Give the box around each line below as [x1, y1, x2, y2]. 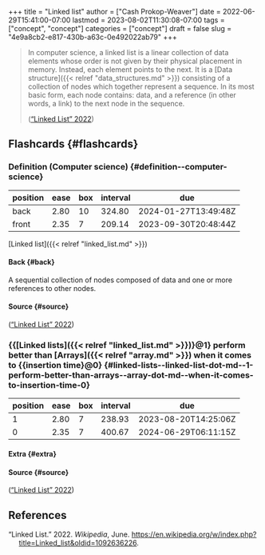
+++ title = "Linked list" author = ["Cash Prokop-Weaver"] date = [8, 7, 221, 16]
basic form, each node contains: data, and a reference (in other [27, 90, 237, 99]
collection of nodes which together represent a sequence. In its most [27, 82, 255, 91]
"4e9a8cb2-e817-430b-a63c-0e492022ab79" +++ [8, 32, 177, 42]
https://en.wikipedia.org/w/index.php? [131, 529, 257, 539]
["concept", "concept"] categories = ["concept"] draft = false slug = [8, 24, 232, 33]
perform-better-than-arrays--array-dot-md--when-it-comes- [8, 369, 254, 381]
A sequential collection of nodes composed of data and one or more [8, 275, 233, 285]
